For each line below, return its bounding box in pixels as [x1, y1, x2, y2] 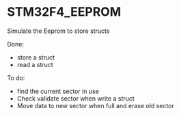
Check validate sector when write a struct [16, 94, 135, 103]
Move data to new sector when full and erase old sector [16, 101, 174, 110]
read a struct [16, 60, 53, 68]
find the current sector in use [16, 87, 99, 95]
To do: [7, 73, 25, 82]
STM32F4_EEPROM [7, 4, 122, 20]
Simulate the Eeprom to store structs [7, 27, 110, 35]
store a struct [16, 53, 55, 62]
